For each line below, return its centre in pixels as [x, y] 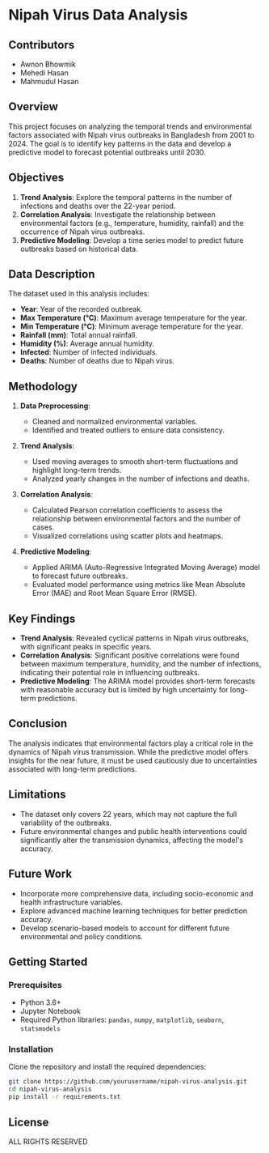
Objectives [36, 178]
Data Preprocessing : [55, 406]
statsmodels [40, 1029]
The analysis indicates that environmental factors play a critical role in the [131, 743]
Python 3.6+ [41, 1002]
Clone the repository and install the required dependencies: [107, 1067]
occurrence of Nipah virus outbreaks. [82, 232]
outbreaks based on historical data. [79, 249]
